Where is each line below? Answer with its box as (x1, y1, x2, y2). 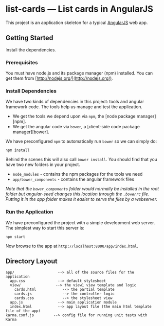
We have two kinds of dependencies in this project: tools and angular (5, 99, 144, 105)
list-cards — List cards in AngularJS (5, 3, 154, 15)
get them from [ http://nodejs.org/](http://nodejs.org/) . (5, 75, 113, 81)
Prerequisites (5, 59, 38, 66)
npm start (5, 234, 26, 239)
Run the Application (5, 209, 54, 215)
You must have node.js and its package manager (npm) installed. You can (5, 70, 153, 76)
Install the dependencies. (5, 47, 56, 52)
